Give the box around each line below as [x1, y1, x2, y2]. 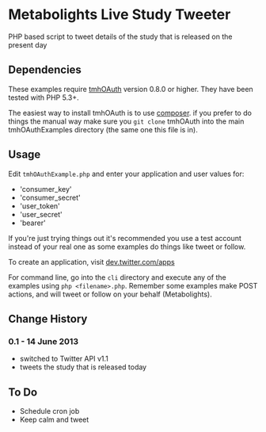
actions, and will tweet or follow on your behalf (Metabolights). [8, 289, 212, 299]
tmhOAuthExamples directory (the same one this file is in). [8, 124, 198, 134]
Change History [8, 312, 88, 326]
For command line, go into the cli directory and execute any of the [8, 272, 227, 282]
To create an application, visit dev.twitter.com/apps [8, 257, 176, 266]
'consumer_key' [19, 184, 72, 193]
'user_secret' [19, 209, 63, 219]
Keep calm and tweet [19, 415, 89, 425]
